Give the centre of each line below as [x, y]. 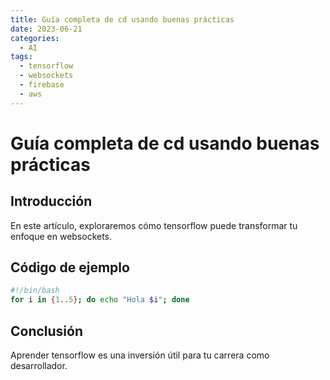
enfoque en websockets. [61, 236]
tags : [21, 57]
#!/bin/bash [35, 291]
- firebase [42, 85]
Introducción [51, 201]
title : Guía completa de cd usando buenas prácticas [122, 19]
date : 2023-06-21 [46, 29]
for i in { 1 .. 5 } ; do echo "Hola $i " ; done [100, 300]
